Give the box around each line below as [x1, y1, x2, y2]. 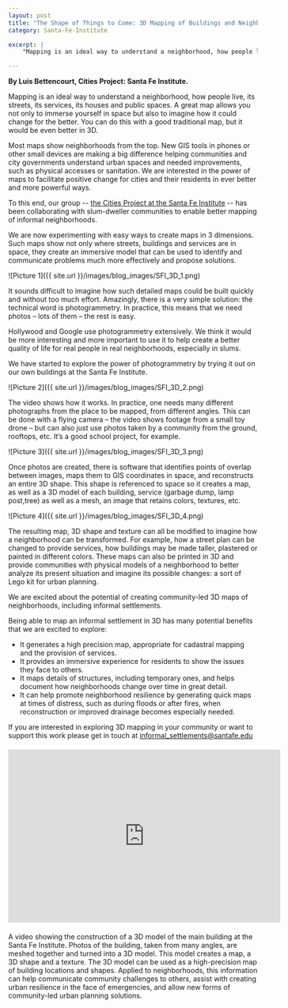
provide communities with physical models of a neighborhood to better [8, 560, 240, 570]
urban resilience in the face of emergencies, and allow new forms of [8, 983, 231, 992]
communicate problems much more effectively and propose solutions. [8, 256, 237, 265]
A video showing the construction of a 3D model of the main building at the [8, 932, 253, 942]
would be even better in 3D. [8, 126, 99, 135]
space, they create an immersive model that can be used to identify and [8, 247, 243, 257]
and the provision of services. [19, 648, 117, 657]
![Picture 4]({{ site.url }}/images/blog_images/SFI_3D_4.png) [8, 511, 204, 521]
